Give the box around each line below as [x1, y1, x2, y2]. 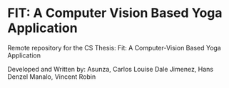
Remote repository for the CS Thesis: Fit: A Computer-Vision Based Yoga [7, 43, 221, 52]
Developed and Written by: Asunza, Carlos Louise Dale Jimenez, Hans [7, 65, 214, 73]
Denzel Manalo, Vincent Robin [7, 72, 96, 81]
